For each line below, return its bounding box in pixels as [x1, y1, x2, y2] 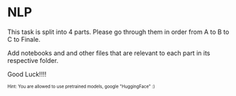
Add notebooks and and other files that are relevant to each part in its [7, 49, 210, 57]
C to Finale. [7, 35, 41, 43]
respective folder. [7, 56, 59, 64]
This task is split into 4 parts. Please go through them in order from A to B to [7, 28, 230, 36]
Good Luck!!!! [7, 70, 47, 78]
